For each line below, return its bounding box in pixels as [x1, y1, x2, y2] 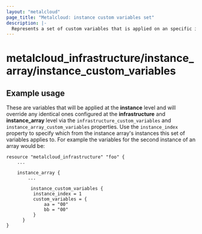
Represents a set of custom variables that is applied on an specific [11, 25, 192, 32]
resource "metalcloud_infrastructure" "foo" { [6, 154, 125, 160]
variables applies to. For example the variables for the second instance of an [6, 136, 196, 143]
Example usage [6, 88, 65, 98]
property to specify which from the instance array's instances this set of [6, 130, 185, 137]
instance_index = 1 [32, 191, 82, 197]
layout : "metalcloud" [6, 8, 61, 15]
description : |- [6, 20, 47, 26]
